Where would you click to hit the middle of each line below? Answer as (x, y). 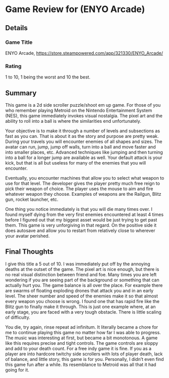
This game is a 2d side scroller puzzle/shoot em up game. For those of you (83, 105)
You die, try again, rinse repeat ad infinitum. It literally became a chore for (82, 327)
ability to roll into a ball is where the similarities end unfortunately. (73, 121)
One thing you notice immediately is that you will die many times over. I (79, 209)
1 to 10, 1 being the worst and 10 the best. (48, 77)
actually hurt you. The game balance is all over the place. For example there (84, 285)
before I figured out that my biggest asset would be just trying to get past (81, 219)
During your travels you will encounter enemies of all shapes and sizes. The (84, 141)
